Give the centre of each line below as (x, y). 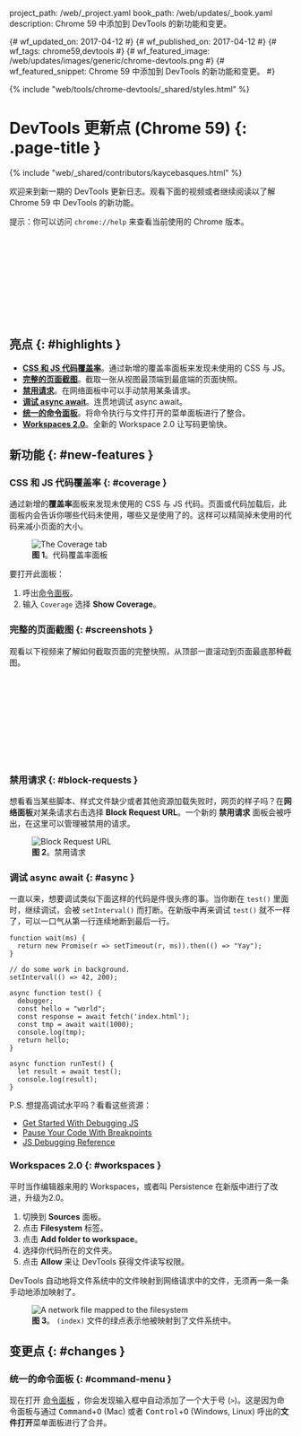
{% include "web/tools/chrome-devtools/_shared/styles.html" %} (129, 89)
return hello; (43, 1040)
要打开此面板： (37, 574)
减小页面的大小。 (56, 526)
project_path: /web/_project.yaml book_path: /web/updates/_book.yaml (141, 13)
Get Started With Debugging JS (80, 1123)
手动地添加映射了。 (45, 1292)
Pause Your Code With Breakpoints (87, 1133)
